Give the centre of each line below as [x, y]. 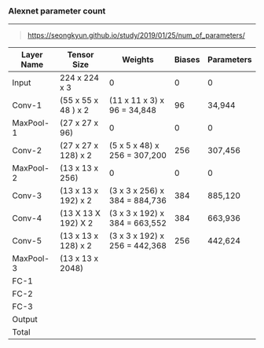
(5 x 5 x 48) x [134, 145]
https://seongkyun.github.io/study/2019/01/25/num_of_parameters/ [136, 35]
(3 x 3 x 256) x [137, 191]
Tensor [81, 55]
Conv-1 [27, 105]
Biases [187, 60]
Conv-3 [27, 196]
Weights [138, 60]
